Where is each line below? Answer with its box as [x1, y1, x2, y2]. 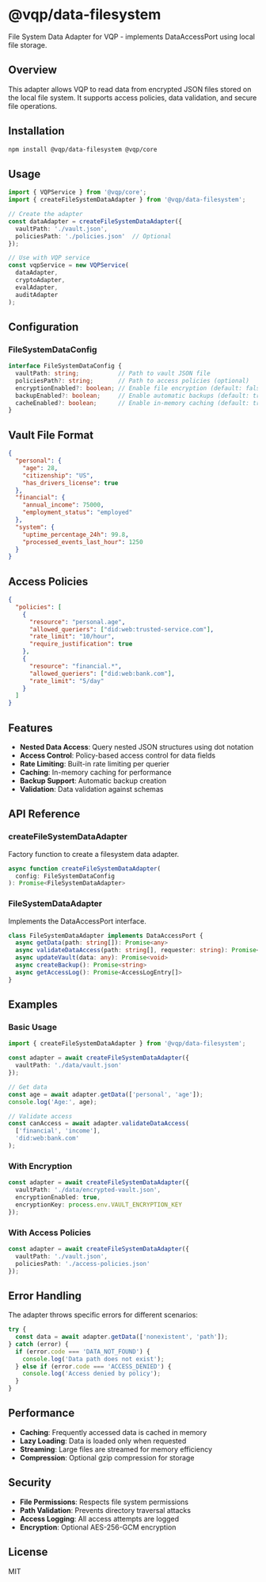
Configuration [8, 320, 79, 334]
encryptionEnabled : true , [15, 1193, 101, 1201]
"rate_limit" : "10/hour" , [28, 633, 115, 641]
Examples [8, 998, 58, 1012]
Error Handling [8, 1289, 82, 1302]
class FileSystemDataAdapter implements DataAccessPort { [8, 932, 203, 940]
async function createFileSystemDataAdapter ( [8, 864, 161, 873]
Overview [8, 64, 58, 77]
